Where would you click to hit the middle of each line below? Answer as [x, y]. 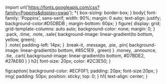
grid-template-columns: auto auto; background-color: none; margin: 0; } [80, 29]
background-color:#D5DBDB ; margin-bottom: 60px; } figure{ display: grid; [83, 23]
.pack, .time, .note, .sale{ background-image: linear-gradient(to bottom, [79, 34]
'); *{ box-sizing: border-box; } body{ [107, 13]
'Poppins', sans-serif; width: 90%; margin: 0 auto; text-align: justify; [91, 18]
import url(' [17, 7]
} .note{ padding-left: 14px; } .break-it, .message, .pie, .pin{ [67, 45]
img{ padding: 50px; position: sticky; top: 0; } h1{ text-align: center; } [76, 76]
